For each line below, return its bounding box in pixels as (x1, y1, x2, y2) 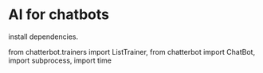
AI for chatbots (8, 6, 110, 24)
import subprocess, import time (8, 56, 112, 65)
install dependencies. (8, 32, 78, 41)
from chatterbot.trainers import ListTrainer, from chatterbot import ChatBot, (8, 47, 256, 56)
